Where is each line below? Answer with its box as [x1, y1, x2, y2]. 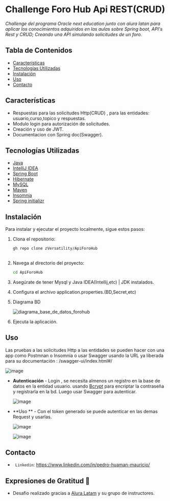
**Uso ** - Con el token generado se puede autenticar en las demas [12, 408, 158, 414]
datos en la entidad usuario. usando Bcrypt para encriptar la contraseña [12, 383, 164, 389]
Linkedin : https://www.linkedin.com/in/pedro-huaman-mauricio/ [15, 462, 150, 468]
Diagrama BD [12, 299, 41, 305]
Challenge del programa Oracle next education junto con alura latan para [5, 20, 161, 27]
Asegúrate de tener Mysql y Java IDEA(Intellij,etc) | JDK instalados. [12, 279, 154, 285]
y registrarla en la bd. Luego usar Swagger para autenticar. [12, 388, 137, 394]
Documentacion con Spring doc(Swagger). [12, 131, 103, 137]
